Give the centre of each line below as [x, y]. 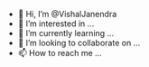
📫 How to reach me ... [60, 53]
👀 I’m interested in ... [56, 24]
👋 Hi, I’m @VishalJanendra [67, 14]
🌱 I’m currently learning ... [66, 33]
